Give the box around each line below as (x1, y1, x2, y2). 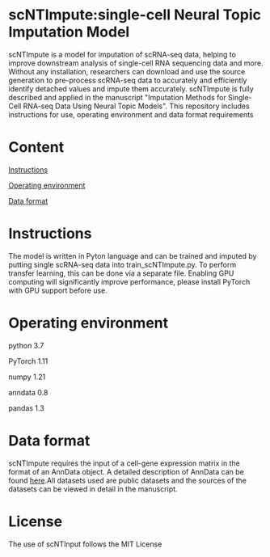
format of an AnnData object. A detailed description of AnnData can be (8, 466, 244, 476)
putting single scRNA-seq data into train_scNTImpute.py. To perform (8, 260, 237, 269)
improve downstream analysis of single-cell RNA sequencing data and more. (8, 58, 264, 68)
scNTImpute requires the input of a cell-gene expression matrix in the (8, 458, 240, 468)
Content (8, 138, 65, 157)
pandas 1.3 (8, 403, 44, 413)
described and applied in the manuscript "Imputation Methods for (8, 92, 226, 102)
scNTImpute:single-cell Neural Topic (8, 6, 261, 24)
